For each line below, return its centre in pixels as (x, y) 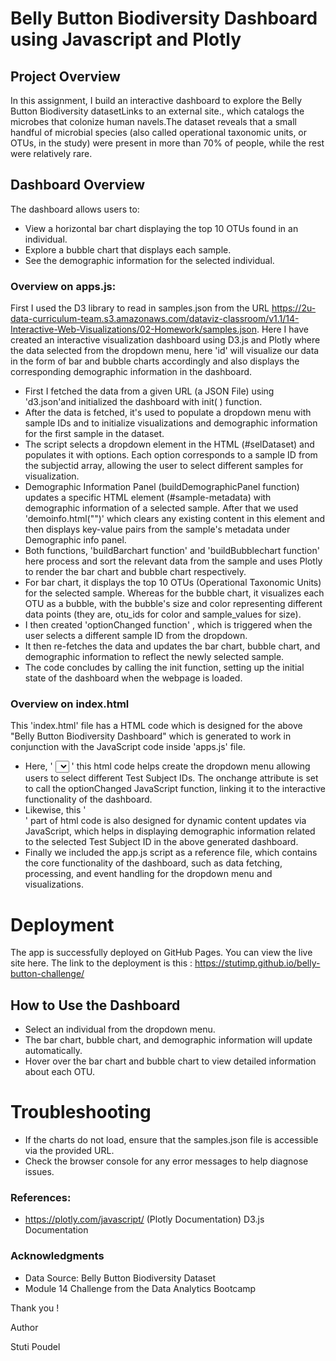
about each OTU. (60, 1072)
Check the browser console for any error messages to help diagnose (166, 1161)
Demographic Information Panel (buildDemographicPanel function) (162, 487)
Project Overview (65, 76)
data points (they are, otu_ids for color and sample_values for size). (163, 614)
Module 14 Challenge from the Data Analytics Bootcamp (140, 1288)
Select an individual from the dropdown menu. (120, 1029)
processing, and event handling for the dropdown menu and (148, 874)
